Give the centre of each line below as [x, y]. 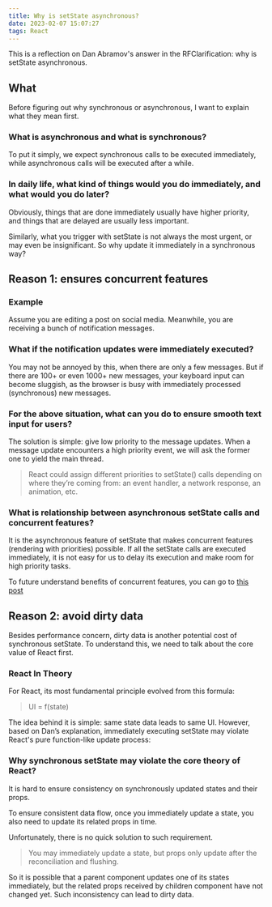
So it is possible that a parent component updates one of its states [119, 877]
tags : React [28, 31]
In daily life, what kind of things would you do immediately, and [135, 185]
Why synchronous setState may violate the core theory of [125, 760]
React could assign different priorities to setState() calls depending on [145, 475]
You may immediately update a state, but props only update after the [142, 853]
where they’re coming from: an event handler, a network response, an [144, 483]
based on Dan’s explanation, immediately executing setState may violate [129, 731]
